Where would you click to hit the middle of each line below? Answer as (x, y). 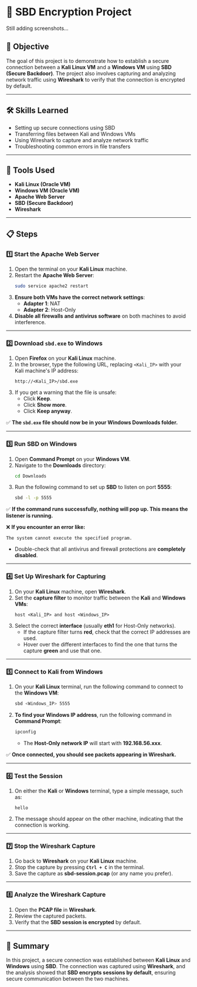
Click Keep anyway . (47, 411)
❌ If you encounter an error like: (46, 527)
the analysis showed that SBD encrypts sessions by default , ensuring (91, 973)
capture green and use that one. (62, 651)
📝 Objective (28, 47)
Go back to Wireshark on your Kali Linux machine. (76, 861)
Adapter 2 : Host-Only (50, 309)
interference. (30, 322)
